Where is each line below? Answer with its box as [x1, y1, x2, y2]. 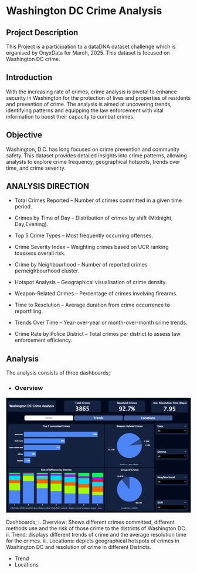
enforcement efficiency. [14, 336, 73, 344]
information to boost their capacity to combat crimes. [6, 113, 135, 120]
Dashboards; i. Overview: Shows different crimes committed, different [6, 518, 175, 526]
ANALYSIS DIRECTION [6, 181, 90, 191]
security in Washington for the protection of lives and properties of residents [6, 94, 191, 101]
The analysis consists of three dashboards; [6, 369, 110, 376]
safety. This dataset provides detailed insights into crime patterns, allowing [6, 151, 188, 159]
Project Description [6, 28, 79, 38]
